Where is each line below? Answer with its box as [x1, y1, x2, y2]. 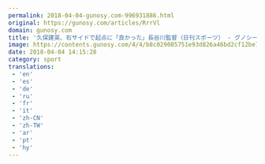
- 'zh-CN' [11, 114, 44, 122]
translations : [8, 63, 55, 71]
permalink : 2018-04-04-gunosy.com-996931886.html [8, 11, 175, 20]
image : [8, 41, 30, 49]
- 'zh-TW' [11, 121, 44, 129]
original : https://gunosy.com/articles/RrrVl [8, 19, 160, 27]
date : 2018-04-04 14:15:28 [8, 48, 97, 56]
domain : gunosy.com [8, 26, 73, 34]
